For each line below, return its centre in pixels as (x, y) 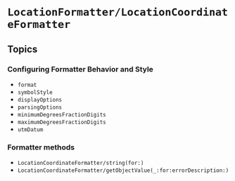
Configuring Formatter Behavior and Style (80, 69)
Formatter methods (41, 147)
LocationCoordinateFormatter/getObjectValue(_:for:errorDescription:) (123, 170)
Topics (23, 49)
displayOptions (40, 100)
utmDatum (30, 129)
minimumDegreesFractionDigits (62, 114)
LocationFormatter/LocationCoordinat (118, 12)
